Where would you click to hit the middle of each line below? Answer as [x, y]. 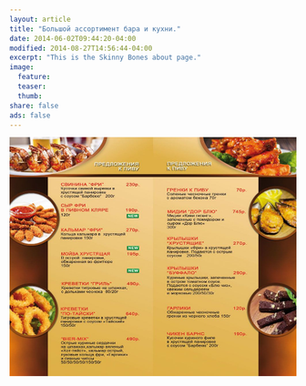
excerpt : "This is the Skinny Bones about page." [106, 58]
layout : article [40, 19]
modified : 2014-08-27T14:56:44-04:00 [81, 48]
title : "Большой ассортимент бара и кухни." [95, 29]
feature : [34, 77]
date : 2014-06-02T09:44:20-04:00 [73, 38]
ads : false [30, 115]
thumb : [30, 96]
